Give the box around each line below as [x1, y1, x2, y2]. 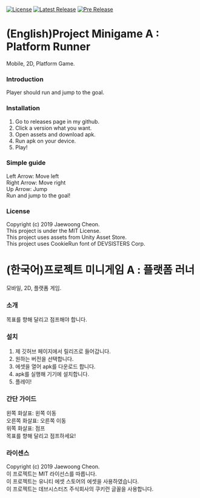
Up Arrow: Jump [6, 185, 47, 192]
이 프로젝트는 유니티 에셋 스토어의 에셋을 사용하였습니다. [6, 478, 139, 485]
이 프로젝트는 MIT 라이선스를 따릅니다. [6, 470, 97, 477]
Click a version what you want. [15, 124, 92, 132]
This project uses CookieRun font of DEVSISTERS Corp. [6, 240, 145, 247]
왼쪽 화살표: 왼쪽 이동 [6, 409, 56, 417]
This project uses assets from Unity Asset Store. [6, 234, 127, 241]
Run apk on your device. [15, 137, 76, 144]
